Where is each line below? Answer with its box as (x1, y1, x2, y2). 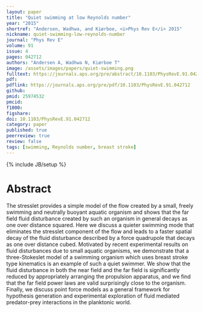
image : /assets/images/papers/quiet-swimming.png (6, 65, 134, 71)
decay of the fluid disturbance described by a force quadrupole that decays (6, 234, 195, 241)
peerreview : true (6, 133, 50, 139)
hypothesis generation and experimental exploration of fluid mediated (6, 292, 180, 299)
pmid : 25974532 (6, 93, 45, 99)
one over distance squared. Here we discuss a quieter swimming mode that (6, 221, 195, 228)
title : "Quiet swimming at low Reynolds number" (6, 15, 131, 21)
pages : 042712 (6, 54, 42, 60)
